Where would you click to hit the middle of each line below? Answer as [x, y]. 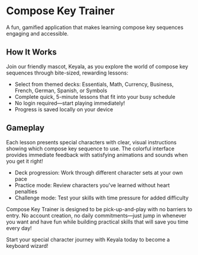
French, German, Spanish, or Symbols [61, 91]
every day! [19, 228]
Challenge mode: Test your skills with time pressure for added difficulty [102, 198]
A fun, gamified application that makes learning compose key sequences [95, 27]
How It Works [32, 52]
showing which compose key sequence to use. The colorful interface [90, 149]
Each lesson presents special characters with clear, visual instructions [91, 142]
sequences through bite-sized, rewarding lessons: [67, 73]
